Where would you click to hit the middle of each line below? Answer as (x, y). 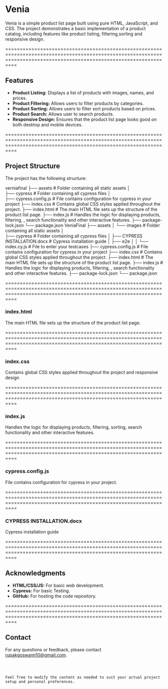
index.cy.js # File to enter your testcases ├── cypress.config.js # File (77, 246)
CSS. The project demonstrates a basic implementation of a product (75, 28)
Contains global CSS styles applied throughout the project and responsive (81, 373)
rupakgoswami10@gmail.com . (36, 655)
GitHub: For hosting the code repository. (54, 596)
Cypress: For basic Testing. (41, 591)
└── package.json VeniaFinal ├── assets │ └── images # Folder (93, 225)
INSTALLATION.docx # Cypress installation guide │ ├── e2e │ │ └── (77, 241)
